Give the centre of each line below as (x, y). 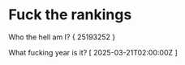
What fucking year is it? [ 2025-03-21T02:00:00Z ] (93, 52)
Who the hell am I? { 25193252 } (62, 37)
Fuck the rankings (70, 15)
